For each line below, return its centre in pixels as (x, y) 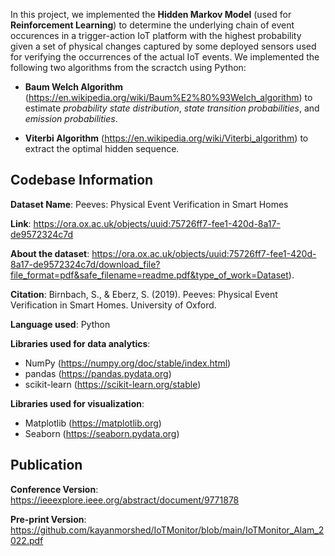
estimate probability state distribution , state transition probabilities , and (172, 108)
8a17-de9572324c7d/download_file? (85, 264)
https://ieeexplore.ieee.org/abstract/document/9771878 (125, 500)
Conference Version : (54, 489)
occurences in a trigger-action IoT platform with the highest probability (156, 35)
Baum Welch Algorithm (74, 87)
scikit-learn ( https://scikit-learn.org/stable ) (113, 384)
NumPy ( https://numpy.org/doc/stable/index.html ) (128, 363)
